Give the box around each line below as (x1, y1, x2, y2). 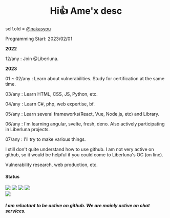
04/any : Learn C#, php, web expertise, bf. (5, 101, 95, 107)
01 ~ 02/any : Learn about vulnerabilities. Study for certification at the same (5, 75, 165, 81)
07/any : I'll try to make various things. (5, 136, 86, 142)
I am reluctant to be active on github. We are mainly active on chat (5, 202, 150, 208)
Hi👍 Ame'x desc (50, 5, 122, 17)
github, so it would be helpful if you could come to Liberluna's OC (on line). (5, 151, 164, 158)
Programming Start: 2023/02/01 (5, 35, 73, 42)
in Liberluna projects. (5, 126, 50, 132)
